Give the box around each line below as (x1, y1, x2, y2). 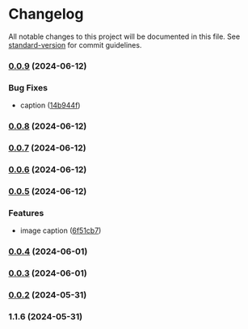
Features (8, 207, 44, 218)
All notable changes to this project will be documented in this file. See (8, 32, 241, 41)
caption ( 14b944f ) (19, 100, 81, 110)
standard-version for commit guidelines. (8, 40, 142, 49)
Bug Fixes (8, 82, 48, 93)
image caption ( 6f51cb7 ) (19, 226, 102, 235)
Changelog (8, 5, 84, 23)
